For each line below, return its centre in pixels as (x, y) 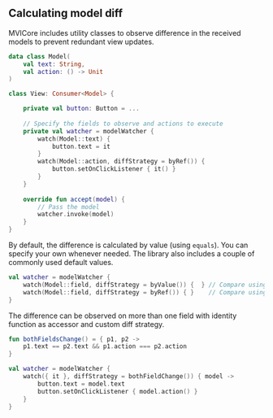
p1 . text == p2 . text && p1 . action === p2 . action (105, 346)
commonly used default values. (61, 263)
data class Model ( (39, 56)
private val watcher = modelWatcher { (89, 131)
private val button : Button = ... (81, 109)
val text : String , (54, 64)
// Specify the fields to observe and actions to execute (123, 124)
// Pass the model (69, 207)
